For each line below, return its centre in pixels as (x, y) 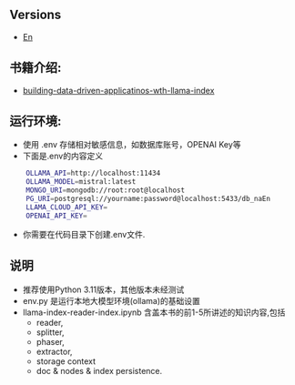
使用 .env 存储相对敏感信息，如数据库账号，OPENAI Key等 (132, 145)
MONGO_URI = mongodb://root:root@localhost (105, 190)
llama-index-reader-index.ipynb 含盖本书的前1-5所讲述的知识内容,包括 (154, 312)
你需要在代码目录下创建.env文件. (84, 234)
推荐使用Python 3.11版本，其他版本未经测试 (103, 289)
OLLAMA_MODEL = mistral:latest (81, 182)
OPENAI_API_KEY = (57, 216)
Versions (36, 15)
